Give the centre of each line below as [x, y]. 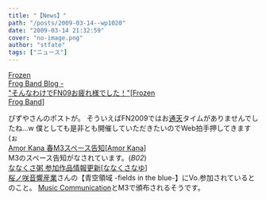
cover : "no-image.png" [46, 38]
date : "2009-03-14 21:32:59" [56, 30]
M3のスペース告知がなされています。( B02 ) [77, 158]
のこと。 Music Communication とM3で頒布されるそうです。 [106, 188]
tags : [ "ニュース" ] [38, 52]
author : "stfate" [37, 45]
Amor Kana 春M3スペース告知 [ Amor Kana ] [77, 148]
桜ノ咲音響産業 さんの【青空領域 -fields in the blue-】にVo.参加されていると [132, 178]
